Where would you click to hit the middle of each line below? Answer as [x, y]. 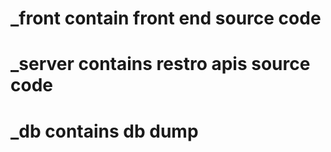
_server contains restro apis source [160, 64]
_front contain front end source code [166, 18]
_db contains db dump [104, 131]
